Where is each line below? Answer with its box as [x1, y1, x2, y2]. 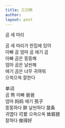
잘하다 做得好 [5, 117, 32, 123]
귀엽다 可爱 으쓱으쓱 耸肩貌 [5, 111, 60, 117]
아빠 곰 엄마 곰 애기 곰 [5, 49, 49, 55]
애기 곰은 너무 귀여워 [5, 68, 46, 74]
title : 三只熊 [5, 7, 33, 13]
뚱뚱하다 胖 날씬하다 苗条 [5, 104, 55, 111]
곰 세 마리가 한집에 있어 [5, 42, 52, 49]
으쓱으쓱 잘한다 [5, 75, 36, 81]
